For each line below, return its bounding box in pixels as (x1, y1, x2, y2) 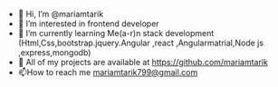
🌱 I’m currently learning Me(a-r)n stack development (17, 28, 215, 38)
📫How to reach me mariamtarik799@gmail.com (17, 67, 198, 77)
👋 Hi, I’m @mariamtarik (17, 9, 104, 19)
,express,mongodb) (17, 47, 91, 58)
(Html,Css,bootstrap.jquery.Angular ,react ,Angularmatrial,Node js (17, 37, 264, 48)
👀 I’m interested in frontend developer (17, 18, 160, 29)
